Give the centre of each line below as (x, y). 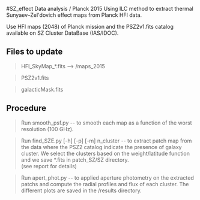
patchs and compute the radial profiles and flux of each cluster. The (105, 184)
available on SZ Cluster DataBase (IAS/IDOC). (62, 33)
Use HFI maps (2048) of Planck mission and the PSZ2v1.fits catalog (90, 27)
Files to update (35, 52)
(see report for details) (49, 166)
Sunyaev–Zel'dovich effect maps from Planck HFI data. (74, 15)
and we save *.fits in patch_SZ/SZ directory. (75, 160)
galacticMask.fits (42, 89)
